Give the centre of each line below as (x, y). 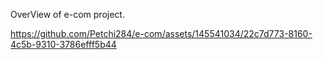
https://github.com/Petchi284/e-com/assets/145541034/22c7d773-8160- (161, 33)
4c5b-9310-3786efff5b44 (63, 44)
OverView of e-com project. (67, 14)
